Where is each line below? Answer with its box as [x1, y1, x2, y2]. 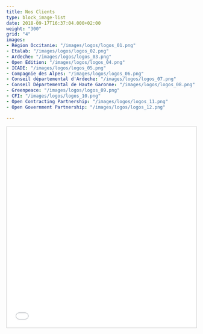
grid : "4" [6, 31, 31, 37]
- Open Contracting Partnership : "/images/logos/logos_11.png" [6, 98, 169, 104]
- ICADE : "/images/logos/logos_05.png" [6, 65, 107, 71]
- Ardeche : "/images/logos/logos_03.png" [6, 54, 112, 60]
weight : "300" [6, 25, 42, 32]
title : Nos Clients [6, 8, 55, 15]
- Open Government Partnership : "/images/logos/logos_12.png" [6, 104, 166, 110]
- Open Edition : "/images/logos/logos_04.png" [6, 59, 125, 65]
